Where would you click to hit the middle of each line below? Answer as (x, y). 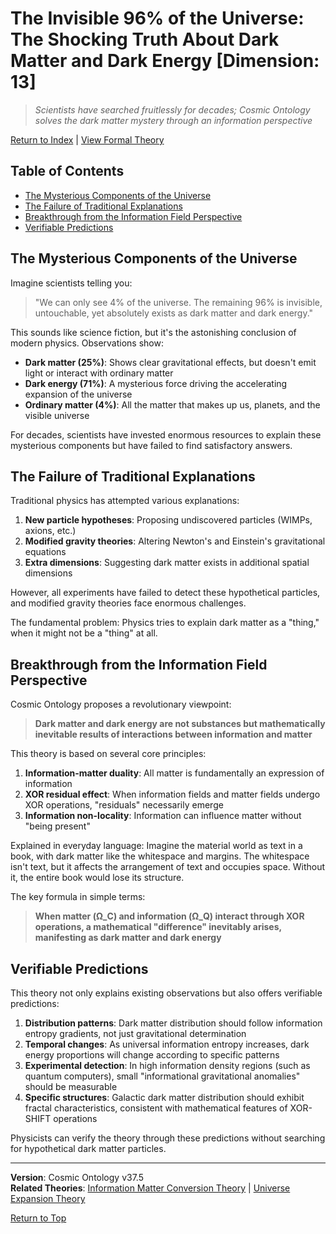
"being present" (57, 826)
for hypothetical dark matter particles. (88, 1148)
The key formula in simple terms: (78, 897)
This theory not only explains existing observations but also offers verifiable (166, 993)
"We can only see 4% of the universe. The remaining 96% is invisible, (178, 302)
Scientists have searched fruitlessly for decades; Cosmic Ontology (172, 109)
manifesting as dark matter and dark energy (128, 938)
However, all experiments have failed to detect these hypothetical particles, (165, 593)
